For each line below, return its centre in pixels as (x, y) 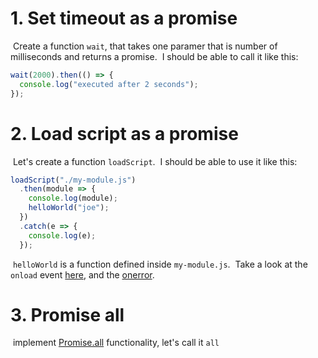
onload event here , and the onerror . (82, 274)
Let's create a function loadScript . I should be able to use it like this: (155, 161)
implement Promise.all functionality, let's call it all (116, 343)
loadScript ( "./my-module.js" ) (73, 180)
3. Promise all (67, 314)
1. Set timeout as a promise (124, 18)
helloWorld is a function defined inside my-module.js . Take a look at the (160, 264)
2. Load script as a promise (124, 133)
